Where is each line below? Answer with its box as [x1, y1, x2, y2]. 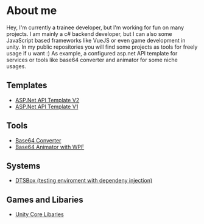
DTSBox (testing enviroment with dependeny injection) [15, 177, 153, 184]
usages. [6, 62, 26, 70]
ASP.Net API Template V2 [15, 96, 80, 103]
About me [6, 4, 57, 18]
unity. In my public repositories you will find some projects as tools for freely [6, 43, 198, 51]
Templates [6, 80, 47, 91]
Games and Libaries [6, 194, 83, 205]
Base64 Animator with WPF [15, 143, 85, 150]
